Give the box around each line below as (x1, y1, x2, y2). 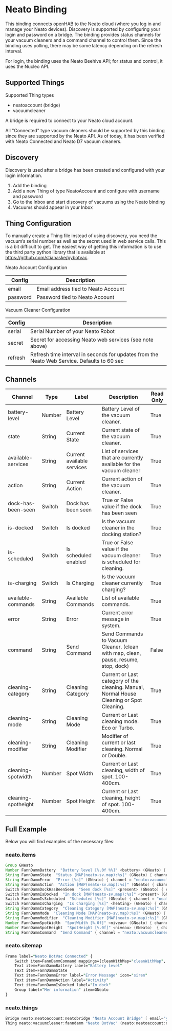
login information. (5, 172, 42, 179)
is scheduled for (101, 558, 141, 565)
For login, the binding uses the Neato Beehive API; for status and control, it (5, 58, 163, 64)
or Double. (101, 752, 127, 759)
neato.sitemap (5, 942, 42, 949)
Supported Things (5, 78, 65, 87)
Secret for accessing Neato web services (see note (30, 336, 154, 343)
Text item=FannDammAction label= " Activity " (14, 977, 109, 983)
